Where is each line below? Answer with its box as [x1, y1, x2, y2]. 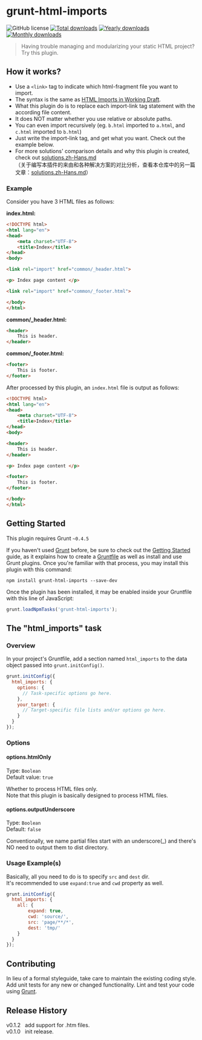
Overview [6, 641, 36, 649]
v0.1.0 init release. [6, 1028, 54, 1035]
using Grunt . [6, 988, 37, 995]
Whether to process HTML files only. [6, 785, 98, 793]
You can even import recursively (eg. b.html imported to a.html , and [15, 121, 186, 129]
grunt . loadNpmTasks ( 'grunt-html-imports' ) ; [6, 606, 118, 612]
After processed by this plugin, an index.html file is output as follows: [6, 384, 180, 391]
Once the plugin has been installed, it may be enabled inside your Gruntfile [6, 588, 192, 595]
